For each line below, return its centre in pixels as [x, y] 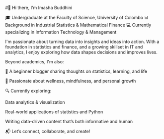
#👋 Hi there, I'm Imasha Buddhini [39, 8]
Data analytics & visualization [35, 102]
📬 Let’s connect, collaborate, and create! [48, 131]
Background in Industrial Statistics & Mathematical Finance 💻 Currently [78, 25]
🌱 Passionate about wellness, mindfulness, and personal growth [71, 81]
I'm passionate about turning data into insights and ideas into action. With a [82, 42]
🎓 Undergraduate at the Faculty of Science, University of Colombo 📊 [77, 18]
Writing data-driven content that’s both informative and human [69, 121]
